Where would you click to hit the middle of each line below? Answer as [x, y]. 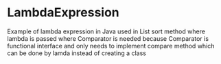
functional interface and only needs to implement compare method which [111, 46]
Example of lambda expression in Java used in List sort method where [106, 31]
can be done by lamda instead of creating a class [77, 53]
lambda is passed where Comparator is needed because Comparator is [108, 38]
